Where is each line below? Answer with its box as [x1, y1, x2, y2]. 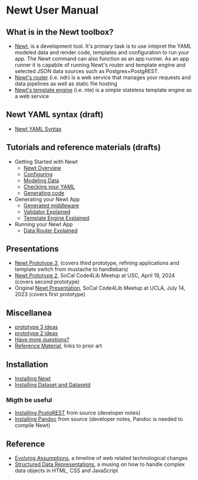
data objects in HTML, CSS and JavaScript [14, 467, 118, 474]
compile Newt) [14, 422, 51, 429]
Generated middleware [23, 201, 80, 209]
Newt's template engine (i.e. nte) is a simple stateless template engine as [14, 87, 192, 93]
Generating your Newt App [14, 196, 80, 203]
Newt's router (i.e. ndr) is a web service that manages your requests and [14, 74, 192, 81]
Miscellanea [6, 307, 52, 318]
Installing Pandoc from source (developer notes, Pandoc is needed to [14, 416, 183, 423]
